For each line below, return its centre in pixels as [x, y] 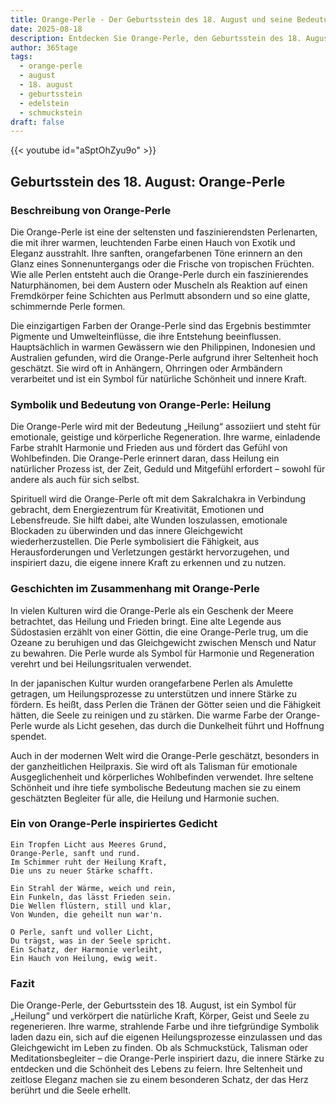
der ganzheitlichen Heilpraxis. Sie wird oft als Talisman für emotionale [154, 766]
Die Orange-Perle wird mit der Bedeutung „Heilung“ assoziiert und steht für [165, 427]
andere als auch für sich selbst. [75, 480]
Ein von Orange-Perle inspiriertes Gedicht [114, 824]
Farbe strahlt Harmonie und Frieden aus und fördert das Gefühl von [149, 448]
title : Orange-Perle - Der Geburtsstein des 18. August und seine [151, 19]
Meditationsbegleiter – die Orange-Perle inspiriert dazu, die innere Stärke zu [167, 1058]
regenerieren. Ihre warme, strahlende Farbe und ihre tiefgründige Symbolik [165, 1027]
